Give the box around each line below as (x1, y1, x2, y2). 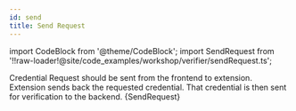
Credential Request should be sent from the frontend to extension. (9, 72, 252, 83)
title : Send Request (9, 21, 86, 30)
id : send (9, 12, 42, 22)
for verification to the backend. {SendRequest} (9, 91, 181, 102)
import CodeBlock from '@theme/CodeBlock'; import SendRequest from (9, 45, 275, 56)
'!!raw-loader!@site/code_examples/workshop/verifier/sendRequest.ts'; (9, 55, 272, 66)
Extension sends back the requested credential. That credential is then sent (9, 82, 287, 92)
